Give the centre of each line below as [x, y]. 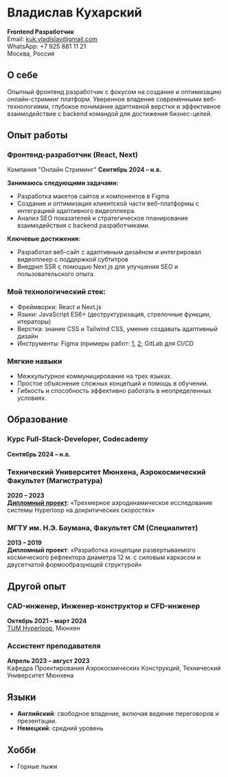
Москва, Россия [31, 54]
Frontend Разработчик [41, 32]
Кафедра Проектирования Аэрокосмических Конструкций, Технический [114, 668]
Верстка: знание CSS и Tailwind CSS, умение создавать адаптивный [117, 328]
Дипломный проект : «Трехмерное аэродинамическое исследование [110, 503]
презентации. [37, 721]
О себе [23, 75]
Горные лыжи [37, 766]
